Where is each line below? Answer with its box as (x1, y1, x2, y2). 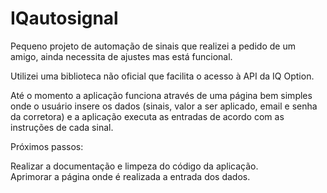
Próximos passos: (10, 140, 84, 152)
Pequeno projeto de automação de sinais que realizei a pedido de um (10, 40, 296, 52)
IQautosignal (10, 7, 119, 30)
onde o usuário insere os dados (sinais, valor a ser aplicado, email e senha (10, 100, 318, 112)
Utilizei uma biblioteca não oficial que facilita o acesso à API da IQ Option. (10, 70, 315, 82)
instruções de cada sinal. (10, 121, 114, 133)
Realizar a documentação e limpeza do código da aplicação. (10, 160, 259, 172)
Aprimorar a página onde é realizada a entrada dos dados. (10, 170, 251, 182)
